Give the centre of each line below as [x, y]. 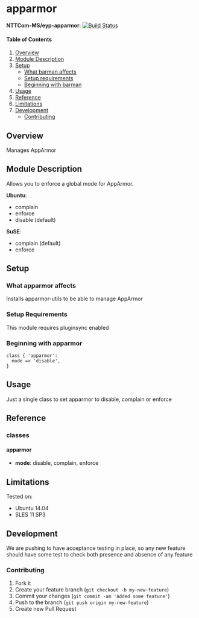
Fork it [23, 583]
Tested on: [20, 497]
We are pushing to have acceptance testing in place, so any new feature [96, 548]
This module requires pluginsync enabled [58, 327]
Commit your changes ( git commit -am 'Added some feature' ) [92, 596]
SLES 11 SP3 [30, 515]
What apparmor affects [41, 286]
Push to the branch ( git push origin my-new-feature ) [82, 602]
